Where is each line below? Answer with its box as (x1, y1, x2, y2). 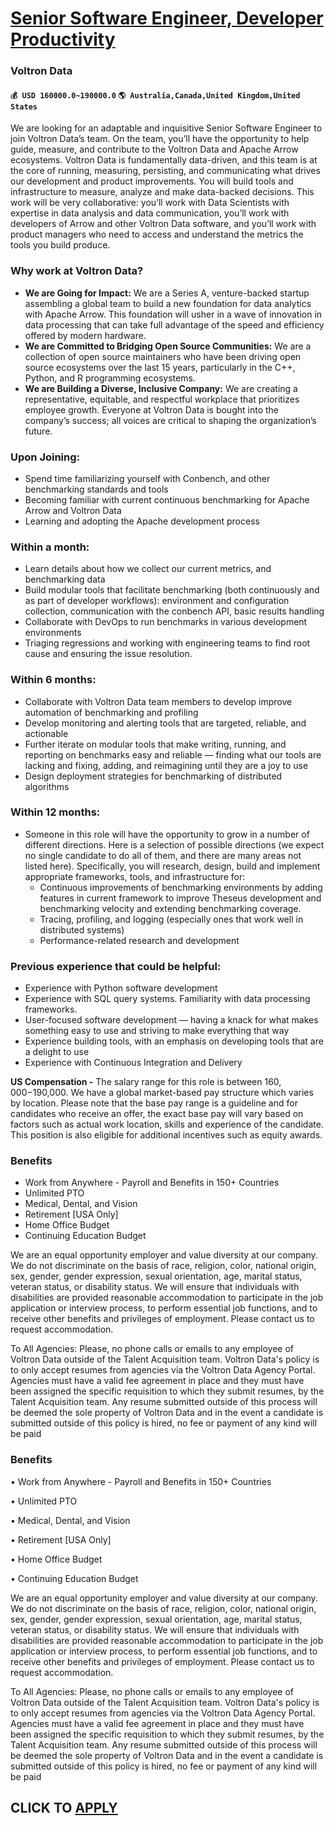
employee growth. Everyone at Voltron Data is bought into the (24, 403, 279, 416)
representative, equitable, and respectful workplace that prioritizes (24, 393, 300, 405)
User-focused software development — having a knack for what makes (24, 1014, 319, 1026)
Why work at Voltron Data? (10, 264, 144, 278)
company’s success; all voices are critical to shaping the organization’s (24, 414, 317, 426)
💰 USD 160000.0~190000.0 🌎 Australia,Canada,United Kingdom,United (10, 90, 301, 101)
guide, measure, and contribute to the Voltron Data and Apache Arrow (10, 143, 299, 156)
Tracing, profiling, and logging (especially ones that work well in (39, 913, 304, 925)
